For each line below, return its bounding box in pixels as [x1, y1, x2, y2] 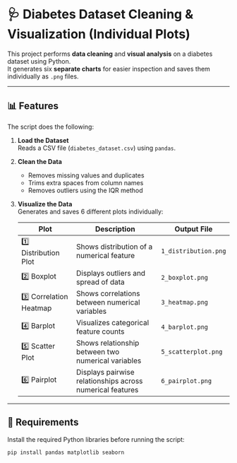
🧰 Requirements [7, 416, 79, 428]
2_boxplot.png [161, 274, 209, 281]
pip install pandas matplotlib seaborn [7, 449, 125, 456]
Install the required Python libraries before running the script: [7, 435, 185, 443]
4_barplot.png [161, 323, 209, 331]
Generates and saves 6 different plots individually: [17, 207, 164, 216]
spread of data [76, 277, 125, 287]
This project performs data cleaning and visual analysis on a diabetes [7, 49, 213, 58]
